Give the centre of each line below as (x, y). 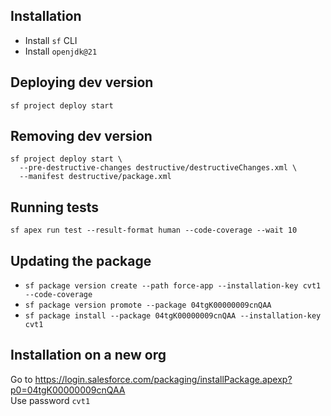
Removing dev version (81, 136)
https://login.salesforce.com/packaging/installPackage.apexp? (163, 379)
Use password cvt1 (50, 400)
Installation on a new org (88, 355)
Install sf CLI (51, 40)
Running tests (55, 207)
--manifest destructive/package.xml (95, 177)
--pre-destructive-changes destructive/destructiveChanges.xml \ (158, 168)
